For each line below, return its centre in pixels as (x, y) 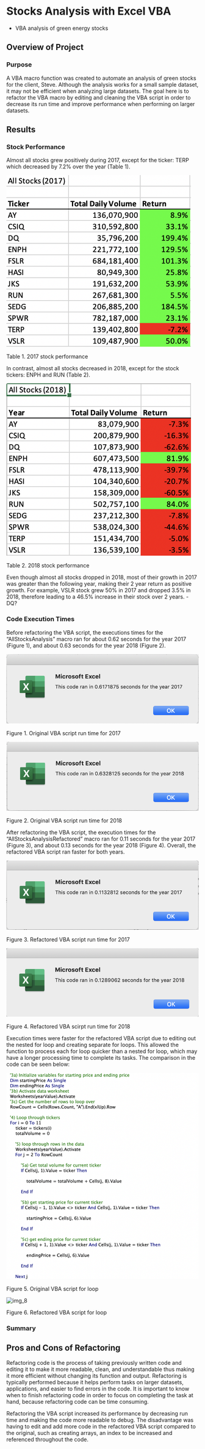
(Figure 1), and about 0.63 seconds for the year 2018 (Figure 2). (86, 645)
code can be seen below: (38, 1064)
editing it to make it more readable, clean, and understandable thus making (100, 1369)
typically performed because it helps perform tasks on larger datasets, (95, 1382)
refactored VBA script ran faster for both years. (66, 852)
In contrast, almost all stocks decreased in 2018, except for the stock (93, 369)
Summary (21, 1328)
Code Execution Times (41, 619)
